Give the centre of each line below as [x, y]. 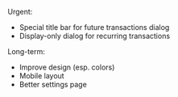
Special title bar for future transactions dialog [94, 27]
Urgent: [20, 12]
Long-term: [26, 51]
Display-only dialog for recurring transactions [95, 36]
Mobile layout [42, 76]
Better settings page [53, 84]
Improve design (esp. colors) [67, 67]
